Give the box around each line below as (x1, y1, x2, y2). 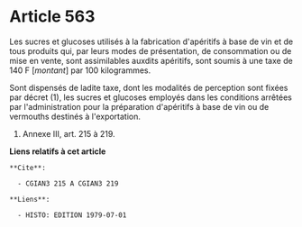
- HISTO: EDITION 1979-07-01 (17, 210, 127, 220)
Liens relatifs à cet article (9, 146, 106, 157)
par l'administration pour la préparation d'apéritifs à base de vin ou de (9, 101, 270, 112)
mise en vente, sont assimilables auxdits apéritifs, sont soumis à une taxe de (9, 55, 293, 66)
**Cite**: (9, 163, 47, 172)
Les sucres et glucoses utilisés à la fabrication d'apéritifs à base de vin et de (9, 36, 294, 47)
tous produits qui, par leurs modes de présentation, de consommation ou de (9, 45, 292, 56)
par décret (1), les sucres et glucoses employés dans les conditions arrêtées (9, 92, 293, 103)
